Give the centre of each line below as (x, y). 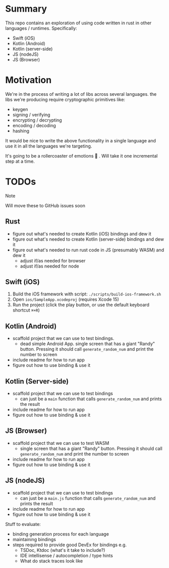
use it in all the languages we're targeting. (49, 146)
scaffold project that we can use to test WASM (61, 443)
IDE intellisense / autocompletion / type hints (67, 555)
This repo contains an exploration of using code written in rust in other (78, 23)
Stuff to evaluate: (23, 524)
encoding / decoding (34, 125)
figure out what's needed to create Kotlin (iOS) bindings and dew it (82, 234)
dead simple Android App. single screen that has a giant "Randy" (88, 344)
